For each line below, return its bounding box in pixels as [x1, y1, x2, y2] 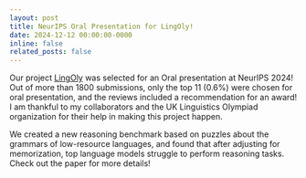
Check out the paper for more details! [9, 158, 151, 169]
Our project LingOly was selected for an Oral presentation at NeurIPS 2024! [9, 72, 294, 83]
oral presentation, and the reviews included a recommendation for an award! [9, 92, 298, 103]
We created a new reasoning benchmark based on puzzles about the [9, 129, 269, 140]
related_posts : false [9, 47, 92, 57]
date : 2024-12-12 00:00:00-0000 [9, 30, 132, 39]
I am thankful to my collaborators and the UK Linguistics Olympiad [9, 101, 259, 112]
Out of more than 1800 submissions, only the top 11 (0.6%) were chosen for [9, 82, 293, 93]
